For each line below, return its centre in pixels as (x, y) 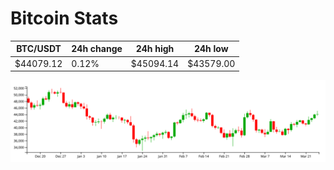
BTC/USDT (39, 49)
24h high (155, 49)
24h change (97, 49)
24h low (211, 49)
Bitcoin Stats (64, 18)
